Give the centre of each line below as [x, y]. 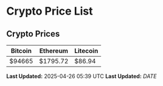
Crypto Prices [33, 34]
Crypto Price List [50, 11]
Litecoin [86, 51]
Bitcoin [21, 51]
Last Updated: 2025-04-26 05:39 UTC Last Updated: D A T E [81, 76]
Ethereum [54, 51]
